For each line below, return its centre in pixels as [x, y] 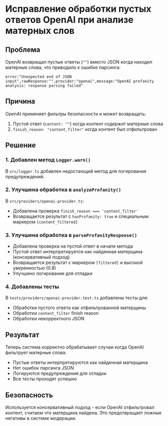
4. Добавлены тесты [32, 287]
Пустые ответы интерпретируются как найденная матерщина [80, 362]
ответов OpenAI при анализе [69, 20]
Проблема [23, 49]
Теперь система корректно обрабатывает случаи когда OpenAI [75, 347]
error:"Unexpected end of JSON [39, 77]
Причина [20, 101]
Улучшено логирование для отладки [53, 273]
